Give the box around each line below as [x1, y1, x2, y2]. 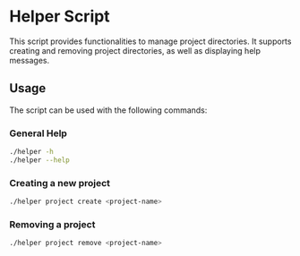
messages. [9, 55, 50, 65]
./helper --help [9, 155, 70, 165]
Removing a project [9, 218, 96, 230]
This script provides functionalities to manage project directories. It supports [9, 36, 292, 47]
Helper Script [9, 6, 110, 27]
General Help [9, 127, 67, 140]
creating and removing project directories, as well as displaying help [9, 45, 261, 55]
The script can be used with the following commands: [9, 105, 208, 115]
